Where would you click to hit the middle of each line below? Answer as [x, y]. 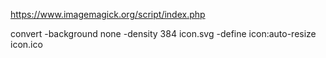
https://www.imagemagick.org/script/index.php [108, 14]
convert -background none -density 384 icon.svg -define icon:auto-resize [163, 33]
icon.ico [26, 44]
